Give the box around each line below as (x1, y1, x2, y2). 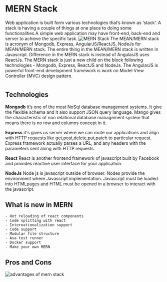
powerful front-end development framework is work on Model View (5, 67, 144, 73)
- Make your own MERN (5, 244, 50, 249)
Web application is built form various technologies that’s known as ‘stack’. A (5, 20, 161, 26)
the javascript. (5, 186, 35, 192)
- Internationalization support (5, 222, 72, 228)
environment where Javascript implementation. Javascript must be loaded (5, 175, 158, 181)
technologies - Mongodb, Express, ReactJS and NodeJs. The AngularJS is (5, 62, 158, 68)
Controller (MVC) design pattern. (5, 73, 73, 79)
